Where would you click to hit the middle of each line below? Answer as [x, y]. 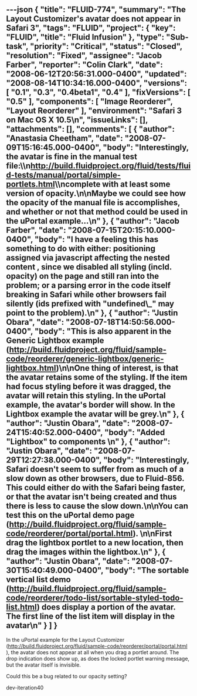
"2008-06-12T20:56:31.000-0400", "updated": [96, 74]
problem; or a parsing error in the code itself [89, 286]
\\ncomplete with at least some [113, 184]
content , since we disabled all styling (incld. [89, 267]
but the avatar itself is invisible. [43, 665]
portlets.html [30, 184]
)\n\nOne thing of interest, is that [117, 368]
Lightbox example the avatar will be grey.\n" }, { [95, 414]
